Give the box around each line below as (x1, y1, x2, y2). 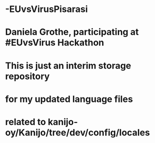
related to (5, 116, 46, 127)
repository (5, 70, 50, 82)
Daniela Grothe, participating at (5, 26, 139, 38)
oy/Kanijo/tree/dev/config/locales (5, 126, 150, 138)
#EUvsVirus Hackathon (5, 37, 104, 48)
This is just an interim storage (5, 60, 131, 71)
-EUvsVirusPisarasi (5, 3, 88, 15)
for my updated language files (5, 93, 133, 104)
